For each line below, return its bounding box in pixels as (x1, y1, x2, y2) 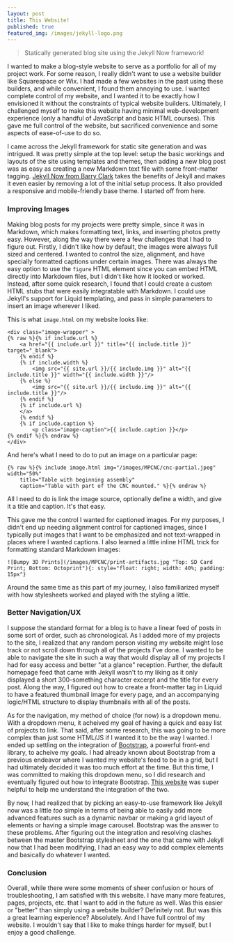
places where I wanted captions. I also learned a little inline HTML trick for (7, 537, 220, 546)
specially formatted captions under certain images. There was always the (7, 257, 218, 266)
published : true (7, 23, 54, 30)
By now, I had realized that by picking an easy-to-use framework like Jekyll (7, 799, 223, 807)
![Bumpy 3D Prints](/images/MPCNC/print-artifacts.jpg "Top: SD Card (7, 558, 214, 565)
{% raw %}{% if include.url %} (7, 335, 98, 342)
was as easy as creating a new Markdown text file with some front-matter (7, 164, 218, 173)
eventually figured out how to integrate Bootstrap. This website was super (7, 778, 219, 786)
